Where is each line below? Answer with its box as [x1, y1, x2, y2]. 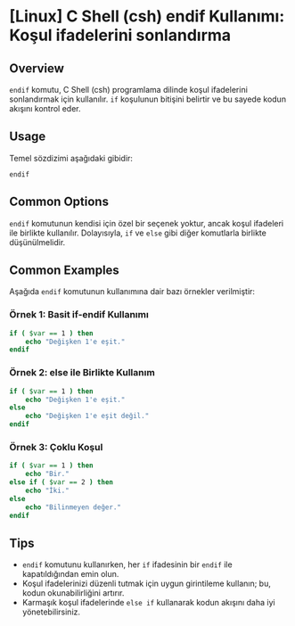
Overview [9, 61, 65, 76]
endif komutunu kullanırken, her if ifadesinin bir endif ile [21, 559, 234, 570]
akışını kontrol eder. [9, 103, 82, 113]
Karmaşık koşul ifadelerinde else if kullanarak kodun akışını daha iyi [21, 597, 275, 608]
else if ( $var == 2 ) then [9, 478, 114, 487]
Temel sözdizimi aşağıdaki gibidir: [9, 152, 134, 163]
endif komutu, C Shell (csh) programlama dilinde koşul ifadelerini [9, 85, 248, 95]
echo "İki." [25, 486, 70, 495]
